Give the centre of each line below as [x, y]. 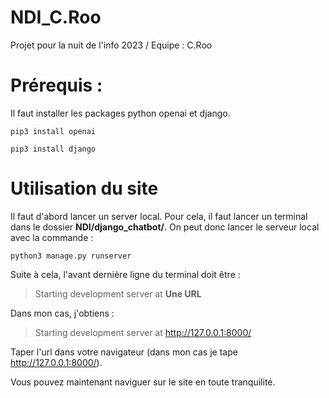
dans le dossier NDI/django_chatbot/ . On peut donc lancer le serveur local [165, 227]
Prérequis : [56, 85]
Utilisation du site [84, 188]
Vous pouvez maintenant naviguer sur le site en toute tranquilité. [143, 382]
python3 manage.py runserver [71, 256]
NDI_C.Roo [56, 17]
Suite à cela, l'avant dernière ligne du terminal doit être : [125, 274]
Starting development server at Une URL [118, 293]
